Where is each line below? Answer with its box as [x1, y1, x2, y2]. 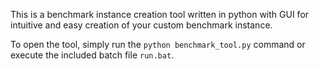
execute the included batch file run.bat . [10, 49, 175, 61]
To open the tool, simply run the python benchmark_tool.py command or [10, 39, 306, 50]
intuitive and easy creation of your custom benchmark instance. [10, 19, 273, 31]
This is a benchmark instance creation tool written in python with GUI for [10, 9, 310, 20]
